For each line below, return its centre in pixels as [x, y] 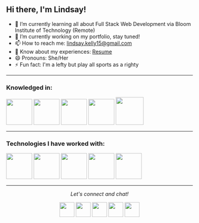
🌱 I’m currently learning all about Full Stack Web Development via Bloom [103, 24]
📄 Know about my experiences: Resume [63, 51]
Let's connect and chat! [99, 194]
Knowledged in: [29, 87]
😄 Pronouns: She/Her [41, 58]
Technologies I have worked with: [56, 144]
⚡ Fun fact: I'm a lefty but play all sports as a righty [77, 64]
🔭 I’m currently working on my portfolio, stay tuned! [77, 36]
